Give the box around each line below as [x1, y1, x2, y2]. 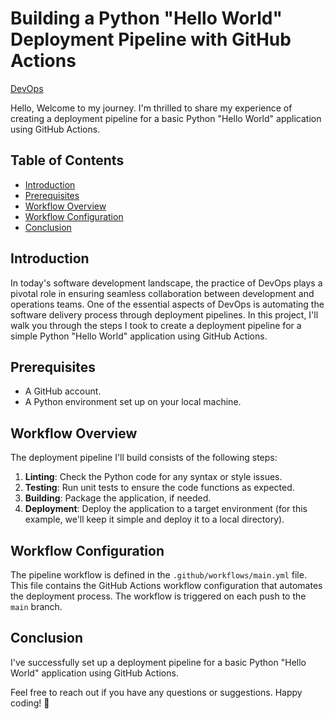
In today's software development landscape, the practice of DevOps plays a [10, 277, 323, 289]
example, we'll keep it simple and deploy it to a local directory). [24, 513, 285, 526]
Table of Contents [10, 152, 125, 169]
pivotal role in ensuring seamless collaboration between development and [10, 287, 315, 299]
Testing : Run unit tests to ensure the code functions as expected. [24, 482, 295, 494]
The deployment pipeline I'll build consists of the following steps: [10, 452, 278, 464]
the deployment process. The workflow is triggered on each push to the [10, 590, 307, 602]
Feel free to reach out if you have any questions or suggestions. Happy [10, 686, 303, 698]
